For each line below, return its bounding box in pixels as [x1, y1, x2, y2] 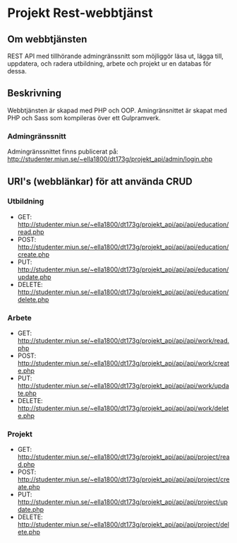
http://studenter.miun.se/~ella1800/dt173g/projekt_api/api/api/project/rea [17, 452, 230, 461]
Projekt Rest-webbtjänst [7, 5, 153, 21]
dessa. [7, 67, 27, 75]
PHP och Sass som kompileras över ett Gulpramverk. [7, 113, 161, 122]
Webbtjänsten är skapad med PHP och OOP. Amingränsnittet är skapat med [7, 106, 227, 115]
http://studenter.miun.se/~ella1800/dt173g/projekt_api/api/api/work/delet [17, 404, 229, 413]
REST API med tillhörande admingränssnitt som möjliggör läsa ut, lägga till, [7, 52, 224, 60]
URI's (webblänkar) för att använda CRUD [7, 175, 193, 187]
